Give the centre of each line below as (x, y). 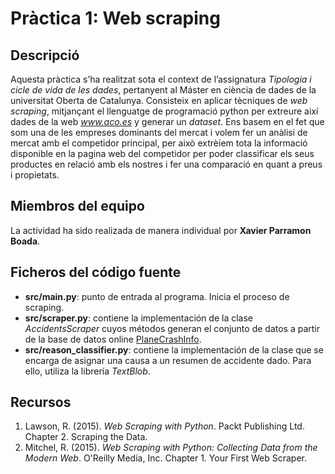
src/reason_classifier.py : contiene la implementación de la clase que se (174, 349)
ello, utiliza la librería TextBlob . (87, 371)
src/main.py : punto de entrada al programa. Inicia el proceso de (157, 296)
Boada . (25, 241)
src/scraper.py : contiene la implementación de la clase (139, 318)
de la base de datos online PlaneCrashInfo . (113, 339)
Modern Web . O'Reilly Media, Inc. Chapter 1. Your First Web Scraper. (166, 458)
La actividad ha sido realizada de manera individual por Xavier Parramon (161, 230)
